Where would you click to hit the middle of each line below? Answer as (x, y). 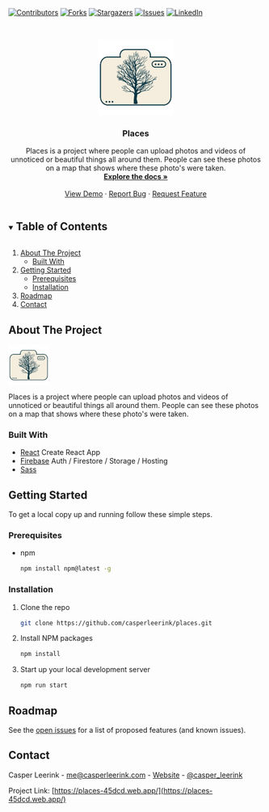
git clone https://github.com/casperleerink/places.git (116, 623)
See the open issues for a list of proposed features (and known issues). (127, 730)
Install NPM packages (56, 638)
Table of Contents (61, 226)
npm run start (44, 686)
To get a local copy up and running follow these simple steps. (110, 515)
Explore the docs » (136, 177)
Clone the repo (45, 607)
